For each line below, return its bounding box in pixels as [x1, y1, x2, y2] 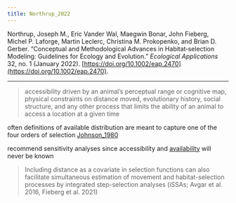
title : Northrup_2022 [7, 10, 71, 18]
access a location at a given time [24, 110, 120, 118]
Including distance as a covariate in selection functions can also [24, 165, 210, 173]
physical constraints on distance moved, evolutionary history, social [24, 94, 221, 103]
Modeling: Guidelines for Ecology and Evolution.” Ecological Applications [7, 52, 218, 60]
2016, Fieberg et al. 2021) [24, 188, 98, 196]
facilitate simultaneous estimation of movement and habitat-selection [24, 173, 225, 181]
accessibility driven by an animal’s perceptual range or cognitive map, [24, 87, 227, 96]
